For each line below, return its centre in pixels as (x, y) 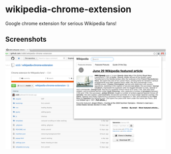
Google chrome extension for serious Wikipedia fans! (61, 23)
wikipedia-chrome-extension (68, 9)
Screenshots (26, 39)
